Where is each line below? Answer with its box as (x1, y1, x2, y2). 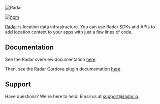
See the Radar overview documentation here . (5, 56, 97, 62)
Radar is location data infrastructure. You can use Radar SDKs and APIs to (5, 24, 155, 30)
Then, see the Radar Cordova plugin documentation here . (5, 66, 122, 71)
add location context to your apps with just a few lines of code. (5, 29, 133, 35)
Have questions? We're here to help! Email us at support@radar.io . (5, 93, 140, 99)
